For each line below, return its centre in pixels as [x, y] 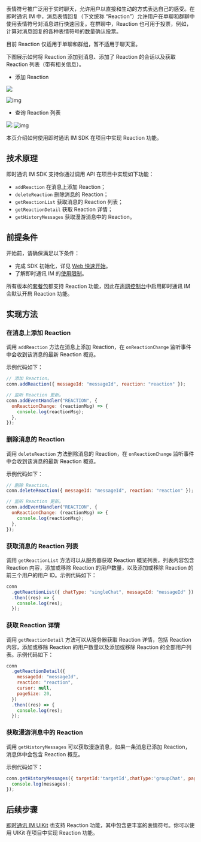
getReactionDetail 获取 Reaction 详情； [64, 209]
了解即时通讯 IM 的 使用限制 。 [51, 273]
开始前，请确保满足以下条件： [43, 253]
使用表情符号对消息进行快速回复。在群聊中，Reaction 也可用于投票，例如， [99, 24]
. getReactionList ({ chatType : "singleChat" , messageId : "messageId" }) [103, 592]
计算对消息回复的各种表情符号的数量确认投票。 [64, 31]
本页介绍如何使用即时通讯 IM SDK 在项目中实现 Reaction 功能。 [84, 138]
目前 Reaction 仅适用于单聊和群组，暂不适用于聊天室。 [74, 44]
